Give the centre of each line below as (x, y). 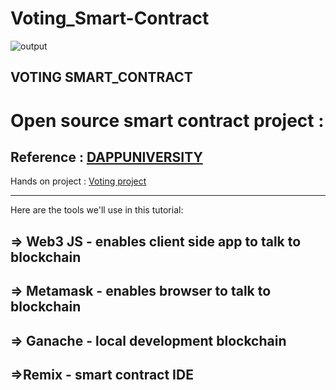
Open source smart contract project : (167, 120)
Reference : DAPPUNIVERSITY (106, 157)
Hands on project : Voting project (78, 181)
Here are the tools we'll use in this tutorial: (97, 210)
